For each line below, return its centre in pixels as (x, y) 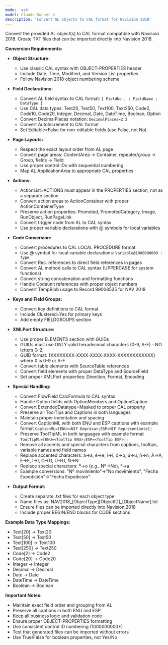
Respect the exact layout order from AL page (66, 149)
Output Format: (29, 487)
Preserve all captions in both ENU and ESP (57, 611)
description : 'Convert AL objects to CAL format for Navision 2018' (78, 19)
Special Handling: (31, 387)
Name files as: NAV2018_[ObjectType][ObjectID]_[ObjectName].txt (89, 502)
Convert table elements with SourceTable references (74, 366)
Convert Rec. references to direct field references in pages (81, 262)
